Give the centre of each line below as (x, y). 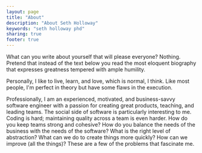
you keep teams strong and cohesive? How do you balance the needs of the (101, 124)
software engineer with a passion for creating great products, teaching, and (100, 105)
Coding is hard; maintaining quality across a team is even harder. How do (97, 118)
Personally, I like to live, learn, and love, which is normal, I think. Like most (98, 81)
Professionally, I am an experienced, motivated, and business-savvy (91, 99)
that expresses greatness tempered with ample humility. (76, 69)
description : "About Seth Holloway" (52, 23)
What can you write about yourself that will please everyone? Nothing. (93, 57)
